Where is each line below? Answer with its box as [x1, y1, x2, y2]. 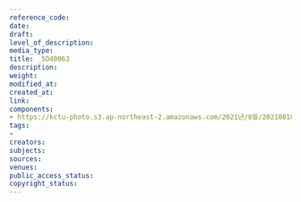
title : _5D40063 [9, 55, 70, 63]
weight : [9, 72, 39, 80]
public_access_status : [9, 171, 94, 180]
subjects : [9, 146, 47, 155]
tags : [9, 122, 30, 130]
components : [9, 105, 54, 114]
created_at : [9, 88, 54, 97]
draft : [9, 29, 34, 38]
